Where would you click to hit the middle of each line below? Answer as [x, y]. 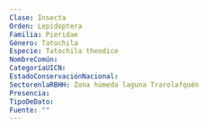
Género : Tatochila [44, 43]
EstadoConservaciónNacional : [64, 77]
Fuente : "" [30, 110]
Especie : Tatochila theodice [64, 51]
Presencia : [30, 93]
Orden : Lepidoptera [46, 26]
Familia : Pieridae [44, 34]
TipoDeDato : [32, 101]
